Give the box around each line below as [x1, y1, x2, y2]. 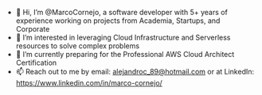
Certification [15, 58, 57, 67]
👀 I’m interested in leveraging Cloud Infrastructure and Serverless [15, 32, 231, 42]
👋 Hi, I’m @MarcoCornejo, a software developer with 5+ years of [15, 8, 229, 17]
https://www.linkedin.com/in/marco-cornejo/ [15, 78, 163, 87]
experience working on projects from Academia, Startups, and [15, 16, 221, 25]
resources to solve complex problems [15, 41, 140, 51]
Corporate [15, 25, 50, 33]
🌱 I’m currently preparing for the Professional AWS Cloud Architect [15, 50, 235, 59]
